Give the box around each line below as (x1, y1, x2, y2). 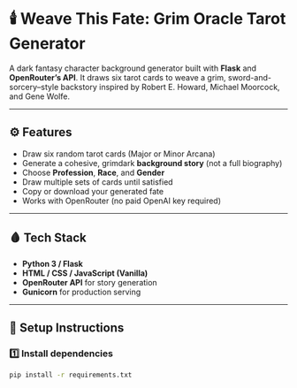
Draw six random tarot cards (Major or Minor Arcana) (21, 148, 216, 159)
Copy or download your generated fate (21, 186, 164, 196)
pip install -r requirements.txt (9, 370, 133, 380)
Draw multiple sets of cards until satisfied (21, 176, 174, 187)
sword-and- (227, 72, 272, 82)
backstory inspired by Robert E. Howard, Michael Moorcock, (60, 81, 280, 92)
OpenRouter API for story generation (21, 277, 157, 287)
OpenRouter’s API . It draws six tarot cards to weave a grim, (9, 72, 227, 82)
